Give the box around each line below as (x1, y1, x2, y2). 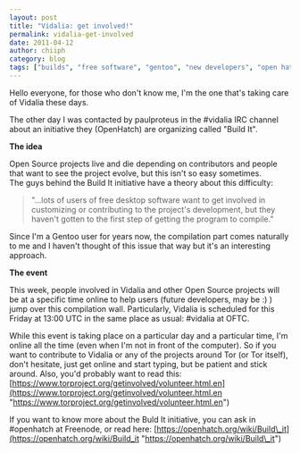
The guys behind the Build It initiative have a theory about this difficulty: (9, 177, 274, 188)
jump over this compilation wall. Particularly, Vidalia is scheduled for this (9, 303, 275, 314)
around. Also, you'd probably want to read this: (9, 368, 182, 379)
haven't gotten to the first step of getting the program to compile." (30, 214, 274, 224)
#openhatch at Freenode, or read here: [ (9, 424, 158, 434)
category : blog (9, 55, 66, 63)
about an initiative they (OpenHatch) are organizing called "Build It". (9, 123, 258, 134)
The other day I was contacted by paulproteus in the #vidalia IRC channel (9, 113, 279, 125)
